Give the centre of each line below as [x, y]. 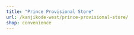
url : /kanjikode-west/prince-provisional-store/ [67, 17]
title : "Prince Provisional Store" [50, 12]
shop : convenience [29, 23]
